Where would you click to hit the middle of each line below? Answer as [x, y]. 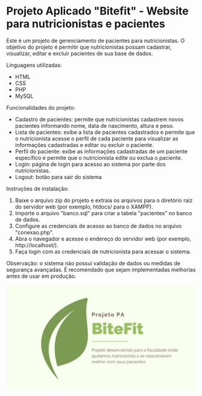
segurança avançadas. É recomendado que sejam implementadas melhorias [101, 269]
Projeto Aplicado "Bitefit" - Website [97, 11]
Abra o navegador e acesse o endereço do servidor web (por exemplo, [103, 239]
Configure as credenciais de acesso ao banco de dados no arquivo [98, 226]
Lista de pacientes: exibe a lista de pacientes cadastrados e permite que [105, 132]
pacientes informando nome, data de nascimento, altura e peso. [94, 125]
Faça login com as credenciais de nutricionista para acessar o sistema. [103, 251]
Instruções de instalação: [38, 189]
